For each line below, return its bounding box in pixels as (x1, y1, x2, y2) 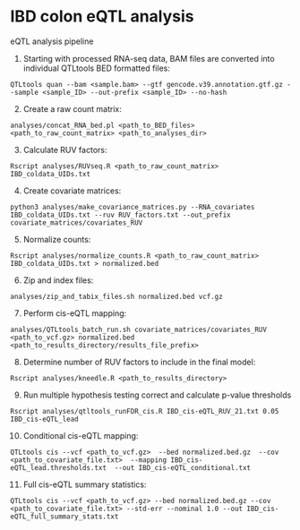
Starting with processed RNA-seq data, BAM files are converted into (22, 53, 276, 64)
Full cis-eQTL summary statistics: (22, 479, 147, 490)
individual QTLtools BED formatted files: (22, 63, 171, 73)
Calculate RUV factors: (22, 144, 107, 155)
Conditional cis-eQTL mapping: (22, 430, 139, 440)
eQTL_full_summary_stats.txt (10, 512, 119, 521)
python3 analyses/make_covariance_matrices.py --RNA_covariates (10, 202, 255, 211)
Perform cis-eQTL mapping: (22, 307, 127, 319)
